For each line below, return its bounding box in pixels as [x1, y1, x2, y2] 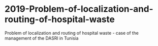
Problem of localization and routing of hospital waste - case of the [4, 30, 139, 36]
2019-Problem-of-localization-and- [4, 3, 154, 15]
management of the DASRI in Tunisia [4, 35, 79, 41]
